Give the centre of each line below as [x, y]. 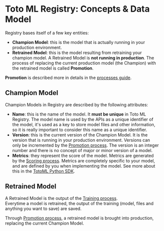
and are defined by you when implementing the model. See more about [83, 166]
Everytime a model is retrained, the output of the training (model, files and [79, 203]
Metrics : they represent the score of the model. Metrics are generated [83, 155]
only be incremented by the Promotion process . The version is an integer [85, 145]
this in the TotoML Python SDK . [43, 171]
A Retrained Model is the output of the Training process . [61, 198]
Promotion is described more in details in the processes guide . [68, 77]
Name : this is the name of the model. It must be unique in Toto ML [79, 114]
